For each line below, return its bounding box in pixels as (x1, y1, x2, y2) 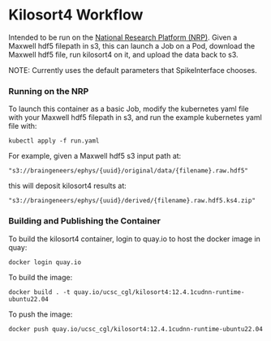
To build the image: (8, 272, 73, 282)
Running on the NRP (8, 85, 89, 96)
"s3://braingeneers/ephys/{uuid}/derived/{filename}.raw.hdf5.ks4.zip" (8, 197, 256, 205)
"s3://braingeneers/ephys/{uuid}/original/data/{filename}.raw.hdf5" (8, 167, 249, 175)
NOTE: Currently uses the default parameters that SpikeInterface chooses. (8, 65, 257, 75)
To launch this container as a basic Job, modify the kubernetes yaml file (8, 104, 249, 114)
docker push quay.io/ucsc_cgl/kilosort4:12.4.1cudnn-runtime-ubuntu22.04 (8, 325, 264, 333)
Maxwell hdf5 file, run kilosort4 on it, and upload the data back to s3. (8, 49, 239, 59)
